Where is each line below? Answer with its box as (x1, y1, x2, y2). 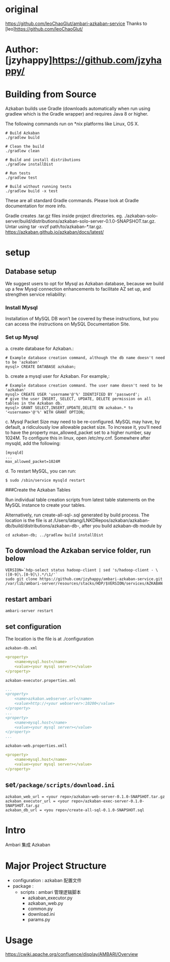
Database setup (5, 267, 57, 276)
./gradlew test (5, 175, 38, 180)
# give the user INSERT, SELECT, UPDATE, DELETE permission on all (5, 396, 152, 401)
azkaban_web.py (27, 900, 64, 906)
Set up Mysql (5, 334, 39, 341)
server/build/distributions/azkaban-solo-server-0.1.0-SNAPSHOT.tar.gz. (5, 218, 156, 225)
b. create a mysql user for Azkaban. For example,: (5, 373, 110, 379)
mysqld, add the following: (5, 440, 61, 446)
